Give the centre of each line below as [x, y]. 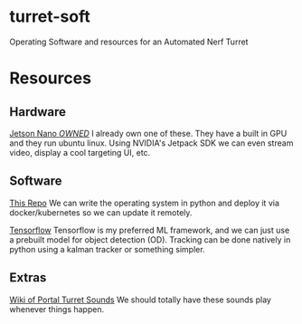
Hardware [38, 112]
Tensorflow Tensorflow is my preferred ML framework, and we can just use [150, 230]
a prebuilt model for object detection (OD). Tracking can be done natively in [150, 239]
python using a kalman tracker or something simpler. [107, 249]
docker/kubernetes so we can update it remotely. [101, 212]
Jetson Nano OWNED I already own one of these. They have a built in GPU [148, 133]
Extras [28, 278]
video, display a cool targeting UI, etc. [80, 152]
